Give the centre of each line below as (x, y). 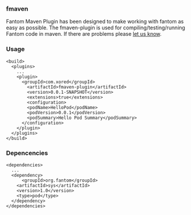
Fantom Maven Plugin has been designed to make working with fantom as (95, 22)
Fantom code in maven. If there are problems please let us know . (84, 34)
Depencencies (27, 153)
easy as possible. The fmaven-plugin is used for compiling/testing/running (96, 28)
